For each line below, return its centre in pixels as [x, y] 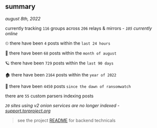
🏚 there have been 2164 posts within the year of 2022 [61, 74]
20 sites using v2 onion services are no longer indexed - [62, 105]
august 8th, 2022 [23, 18]
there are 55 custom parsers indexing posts [49, 96]
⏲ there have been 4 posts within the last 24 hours [58, 43]
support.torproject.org [28, 111]
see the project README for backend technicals [66, 120]
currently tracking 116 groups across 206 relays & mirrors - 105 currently [79, 28]
